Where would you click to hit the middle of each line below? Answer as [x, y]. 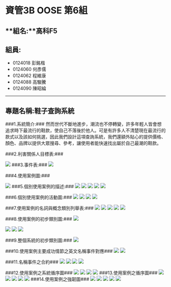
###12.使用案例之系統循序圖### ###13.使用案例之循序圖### [81, 273]
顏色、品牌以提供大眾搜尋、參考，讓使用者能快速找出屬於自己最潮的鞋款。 [83, 143]
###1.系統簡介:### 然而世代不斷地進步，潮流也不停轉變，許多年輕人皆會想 [83, 124]
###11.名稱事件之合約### [32, 262]
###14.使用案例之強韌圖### [60, 279]
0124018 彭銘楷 [29, 63]
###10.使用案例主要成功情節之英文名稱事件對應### [59, 251]
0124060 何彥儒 [29, 69]
